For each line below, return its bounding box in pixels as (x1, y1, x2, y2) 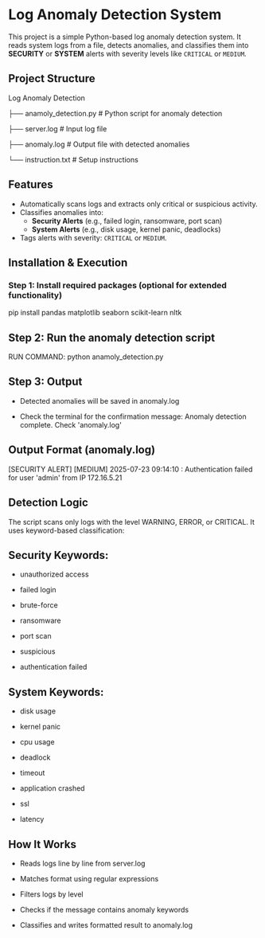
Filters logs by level (19, 889, 84, 899)
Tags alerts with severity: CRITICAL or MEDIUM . (19, 233, 167, 242)
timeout (19, 768, 45, 778)
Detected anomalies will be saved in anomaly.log (19, 396, 180, 405)
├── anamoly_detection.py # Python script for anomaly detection (8, 108, 223, 118)
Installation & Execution (8, 256, 128, 269)
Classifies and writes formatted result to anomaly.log (19, 920, 193, 929)
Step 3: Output (8, 375, 83, 389)
